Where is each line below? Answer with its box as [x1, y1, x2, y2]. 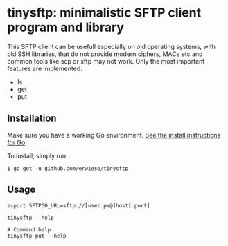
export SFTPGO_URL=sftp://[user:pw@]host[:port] [7, 202, 150, 209]
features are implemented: [7, 64, 83, 73]
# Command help [7, 226, 51, 233]
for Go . [7, 138, 28, 146]
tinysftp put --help [7, 232, 67, 239]
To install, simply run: [7, 151, 68, 160]
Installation [7, 113, 57, 124]
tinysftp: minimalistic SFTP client [7, 5, 202, 21]
